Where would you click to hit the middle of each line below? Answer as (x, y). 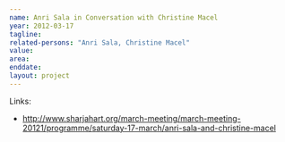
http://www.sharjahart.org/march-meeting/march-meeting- (131, 118)
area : (19, 59)
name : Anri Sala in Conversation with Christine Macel (114, 17)
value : (22, 51)
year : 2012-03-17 (42, 26)
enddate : (26, 68)
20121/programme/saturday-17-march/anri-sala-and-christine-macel (149, 128)
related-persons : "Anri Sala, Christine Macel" (100, 42)
